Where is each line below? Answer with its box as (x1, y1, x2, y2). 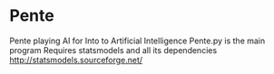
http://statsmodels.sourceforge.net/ (9, 54, 143, 65)
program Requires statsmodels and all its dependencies (9, 44, 218, 55)
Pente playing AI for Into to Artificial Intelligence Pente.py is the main (9, 35, 266, 46)
